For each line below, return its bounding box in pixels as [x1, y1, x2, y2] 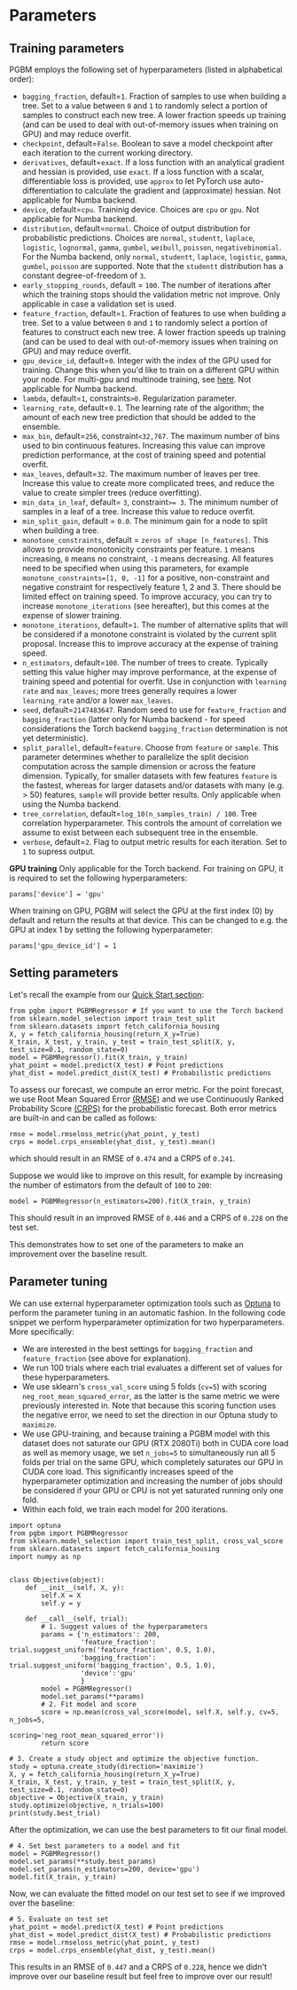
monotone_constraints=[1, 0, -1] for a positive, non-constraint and [21, 572, 270, 583]
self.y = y [41, 1598, 82, 1608]
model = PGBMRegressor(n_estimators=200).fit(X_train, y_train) [9, 1197, 252, 1206]
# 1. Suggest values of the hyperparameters [41, 1622, 208, 1631]
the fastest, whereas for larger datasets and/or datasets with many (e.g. [21, 780, 285, 791]
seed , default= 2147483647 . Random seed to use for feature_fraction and [21, 704, 286, 715]
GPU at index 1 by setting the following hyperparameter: [9, 925, 214, 935]
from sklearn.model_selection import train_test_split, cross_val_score [9, 1536, 284, 1546]
